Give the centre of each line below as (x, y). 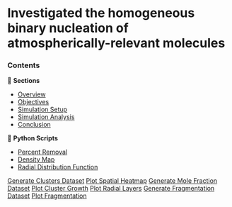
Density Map (36, 160)
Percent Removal (42, 152)
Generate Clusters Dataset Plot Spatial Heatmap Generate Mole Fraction (112, 181)
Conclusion (34, 125)
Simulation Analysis (46, 117)
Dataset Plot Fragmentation (47, 196)
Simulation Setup (42, 110)
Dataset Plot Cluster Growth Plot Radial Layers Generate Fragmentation (111, 189)
